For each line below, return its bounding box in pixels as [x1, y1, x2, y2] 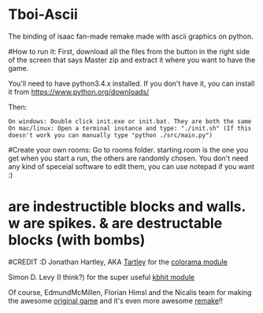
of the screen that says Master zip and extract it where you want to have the [8, 55, 256, 64]
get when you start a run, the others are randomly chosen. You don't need [8, 153, 249, 163]
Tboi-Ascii [8, 6, 79, 24]
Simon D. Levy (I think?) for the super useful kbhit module [8, 272, 195, 282]
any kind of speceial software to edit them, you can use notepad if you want [8, 161, 254, 171]
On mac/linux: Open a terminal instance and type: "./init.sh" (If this [8, 124, 252, 132]
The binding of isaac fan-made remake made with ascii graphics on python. [8, 31, 254, 41]
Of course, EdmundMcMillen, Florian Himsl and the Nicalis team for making [8, 287, 252, 296]
